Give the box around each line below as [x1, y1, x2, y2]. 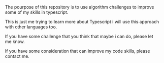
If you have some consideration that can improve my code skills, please [5, 48, 150, 54]
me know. [5, 39, 25, 44]
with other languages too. [5, 24, 57, 30]
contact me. [5, 53, 30, 59]
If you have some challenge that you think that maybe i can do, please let [5, 34, 154, 39]
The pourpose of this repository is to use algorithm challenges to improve [5, 4, 154, 10]
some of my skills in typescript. [5, 9, 68, 15]
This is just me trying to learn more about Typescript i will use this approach [5, 19, 159, 24]
